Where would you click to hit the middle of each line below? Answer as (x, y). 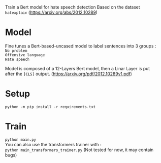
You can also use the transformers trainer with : (53, 144)
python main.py (21, 140)
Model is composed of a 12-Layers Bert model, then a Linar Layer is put (78, 68)
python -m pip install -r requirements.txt (50, 107)
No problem (16, 51)
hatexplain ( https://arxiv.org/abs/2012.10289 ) (51, 12)
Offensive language (25, 55)
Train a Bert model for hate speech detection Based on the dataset (73, 7)
